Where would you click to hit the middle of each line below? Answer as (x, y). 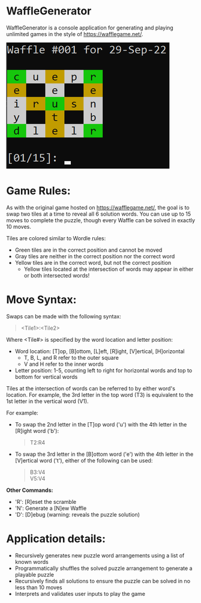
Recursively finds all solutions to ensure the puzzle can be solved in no (103, 581)
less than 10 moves (38, 587)
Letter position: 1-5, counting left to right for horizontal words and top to (103, 370)
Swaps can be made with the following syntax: (64, 316)
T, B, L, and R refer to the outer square (71, 357)
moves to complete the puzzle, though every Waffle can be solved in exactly (101, 220)
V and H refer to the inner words (64, 364)
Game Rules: (38, 191)
